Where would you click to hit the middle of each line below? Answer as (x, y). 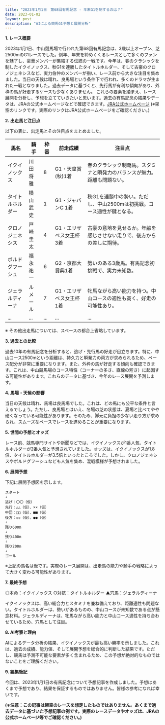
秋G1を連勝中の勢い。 (113, 197)
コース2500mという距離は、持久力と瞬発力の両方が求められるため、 (79, 358)
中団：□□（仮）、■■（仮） (27, 513)
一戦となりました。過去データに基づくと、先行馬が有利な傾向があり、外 (86, 86)
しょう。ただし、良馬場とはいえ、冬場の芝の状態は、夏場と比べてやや (89, 409)
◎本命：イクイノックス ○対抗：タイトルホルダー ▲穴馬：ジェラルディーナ (81, 593)
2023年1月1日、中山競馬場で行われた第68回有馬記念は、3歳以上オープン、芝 (82, 49)
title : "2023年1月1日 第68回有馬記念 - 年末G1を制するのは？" (64, 10)
